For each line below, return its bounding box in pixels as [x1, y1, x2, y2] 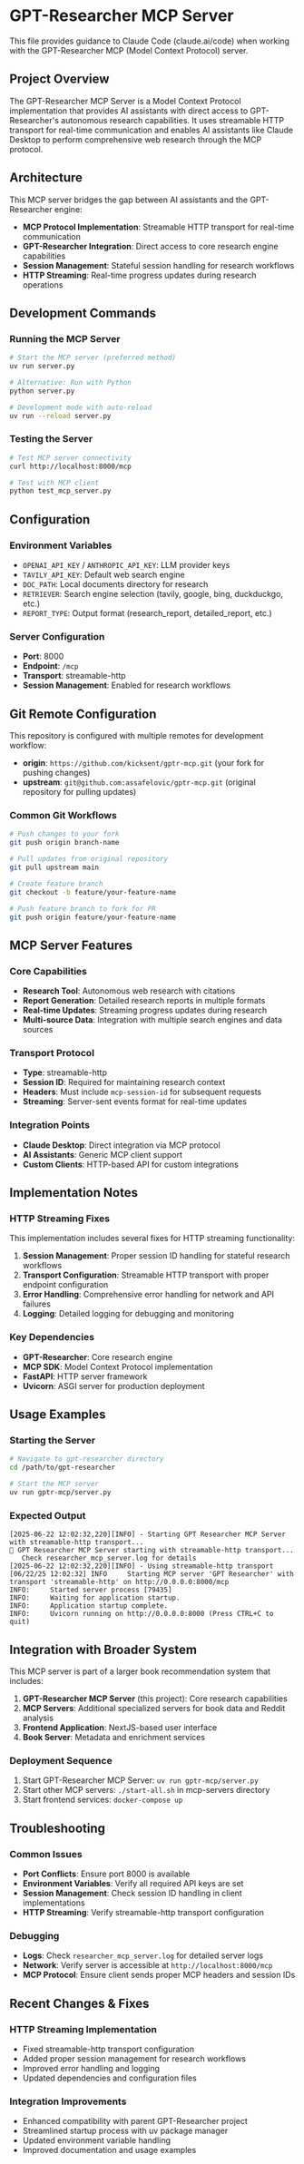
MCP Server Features [9, 937, 133, 953]
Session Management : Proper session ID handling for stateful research [22, 1250, 290, 1261]
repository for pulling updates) [22, 787, 137, 798]
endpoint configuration [22, 1279, 109, 1290]
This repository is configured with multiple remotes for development [9, 730, 264, 741]
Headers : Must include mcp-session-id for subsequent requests [22, 1086, 261, 1098]
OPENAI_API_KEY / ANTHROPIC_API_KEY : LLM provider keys [22, 559, 230, 570]
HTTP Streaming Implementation [9, 2022, 157, 2035]
